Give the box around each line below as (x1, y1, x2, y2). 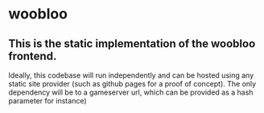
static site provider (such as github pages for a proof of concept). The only (8, 79, 257, 88)
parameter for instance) (8, 96, 87, 105)
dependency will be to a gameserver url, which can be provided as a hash (8, 87, 254, 97)
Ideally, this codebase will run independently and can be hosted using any (8, 71, 254, 80)
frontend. (8, 49, 57, 63)
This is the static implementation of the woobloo (8, 37, 256, 50)
